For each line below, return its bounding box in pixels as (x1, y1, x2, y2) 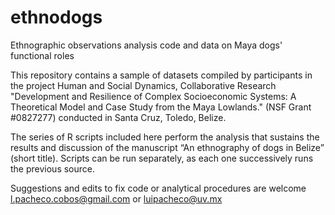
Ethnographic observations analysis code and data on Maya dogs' (10, 39, 283, 51)
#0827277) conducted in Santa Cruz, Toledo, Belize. (10, 111, 227, 123)
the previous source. (10, 162, 96, 175)
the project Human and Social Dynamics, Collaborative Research (10, 79, 277, 91)
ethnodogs (10, 6, 103, 29)
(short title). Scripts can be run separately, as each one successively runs (10, 152, 314, 164)
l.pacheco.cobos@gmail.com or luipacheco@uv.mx (10, 192, 223, 205)
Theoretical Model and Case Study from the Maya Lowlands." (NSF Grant (10, 101, 312, 113)
